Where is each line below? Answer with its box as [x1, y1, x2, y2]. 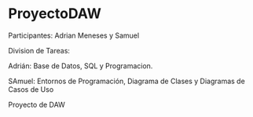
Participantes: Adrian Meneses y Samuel [8, 31, 140, 40]
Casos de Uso [8, 84, 54, 94]
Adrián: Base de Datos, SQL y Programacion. [8, 60, 153, 71]
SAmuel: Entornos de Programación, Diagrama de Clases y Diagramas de [8, 76, 245, 86]
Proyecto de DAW [8, 100, 65, 109]
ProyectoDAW [8, 5, 102, 23]
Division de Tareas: [8, 46, 71, 55]
